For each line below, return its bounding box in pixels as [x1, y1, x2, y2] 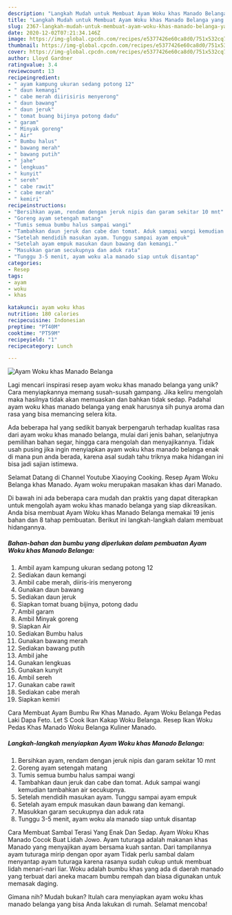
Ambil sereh [17, 673, 52, 682]
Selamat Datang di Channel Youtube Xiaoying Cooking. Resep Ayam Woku [8, 473, 219, 482]
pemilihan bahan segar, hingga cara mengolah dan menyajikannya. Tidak [8, 438, 215, 446]
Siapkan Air [17, 622, 51, 631]
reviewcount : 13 [8, 67, 54, 74]
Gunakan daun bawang [17, 586, 85, 594]
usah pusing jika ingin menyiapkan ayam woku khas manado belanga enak [8, 445, 220, 454]
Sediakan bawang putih [17, 644, 85, 653]
